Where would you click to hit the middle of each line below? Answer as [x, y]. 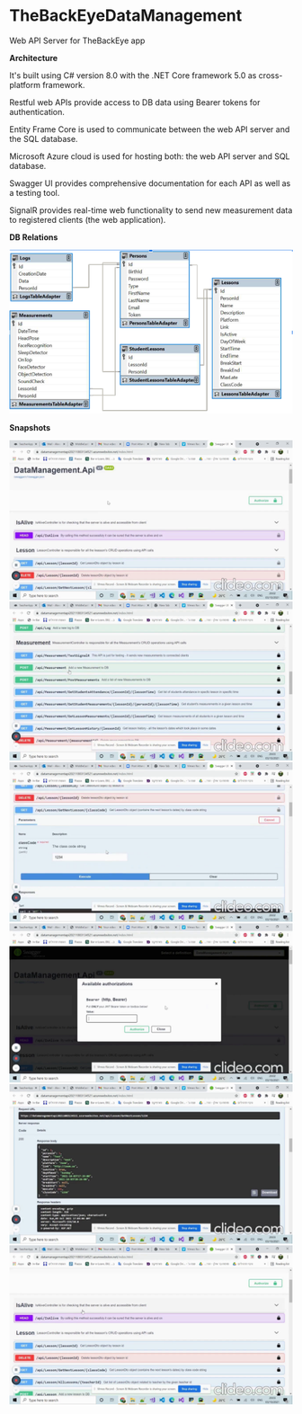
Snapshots [30, 428]
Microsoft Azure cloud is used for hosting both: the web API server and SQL [150, 156]
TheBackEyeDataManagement [126, 16]
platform [25, 84]
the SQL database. [44, 138]
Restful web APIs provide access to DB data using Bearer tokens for [135, 102]
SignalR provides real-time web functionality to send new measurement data [151, 210]
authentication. [37, 111]
